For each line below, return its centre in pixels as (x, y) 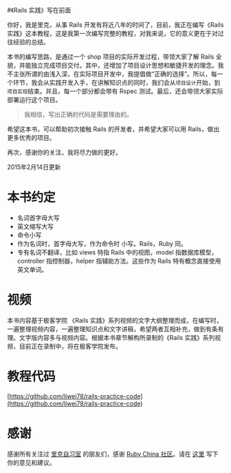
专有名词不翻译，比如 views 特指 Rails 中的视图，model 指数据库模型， (117, 252)
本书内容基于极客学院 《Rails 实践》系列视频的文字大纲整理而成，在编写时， (115, 320)
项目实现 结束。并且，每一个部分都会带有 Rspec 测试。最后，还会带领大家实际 (115, 91)
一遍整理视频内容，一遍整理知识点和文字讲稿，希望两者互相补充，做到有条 (112, 329)
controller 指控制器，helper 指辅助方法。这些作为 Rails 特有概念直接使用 (119, 261)
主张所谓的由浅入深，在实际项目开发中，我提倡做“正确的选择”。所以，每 (115, 74)
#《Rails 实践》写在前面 (39, 10)
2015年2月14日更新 (34, 167)
